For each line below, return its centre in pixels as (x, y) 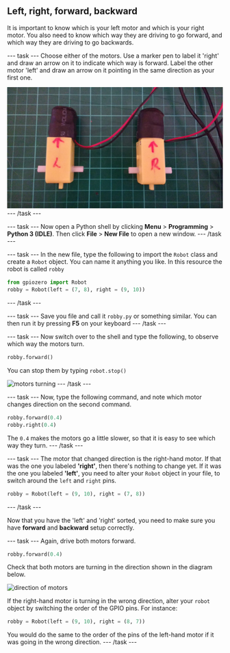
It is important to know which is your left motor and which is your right (106, 27)
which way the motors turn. (46, 344)
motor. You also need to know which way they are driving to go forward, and (115, 35)
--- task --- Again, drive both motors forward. (72, 541)
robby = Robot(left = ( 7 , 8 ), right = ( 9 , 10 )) (76, 290)
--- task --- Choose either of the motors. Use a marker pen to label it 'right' (113, 56)
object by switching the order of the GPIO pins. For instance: (92, 608)
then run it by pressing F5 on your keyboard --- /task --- (87, 323)
